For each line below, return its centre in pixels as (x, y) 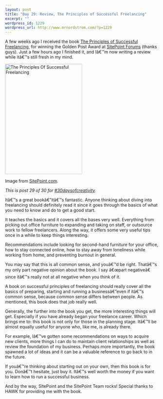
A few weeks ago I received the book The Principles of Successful (72, 41)
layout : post (18, 9)
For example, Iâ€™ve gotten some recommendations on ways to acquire (77, 336)
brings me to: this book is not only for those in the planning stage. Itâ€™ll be (81, 322)
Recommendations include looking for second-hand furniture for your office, (82, 245)
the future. (16, 357)
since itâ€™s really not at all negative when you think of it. (63, 277)
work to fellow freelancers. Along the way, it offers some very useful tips (78, 230)
